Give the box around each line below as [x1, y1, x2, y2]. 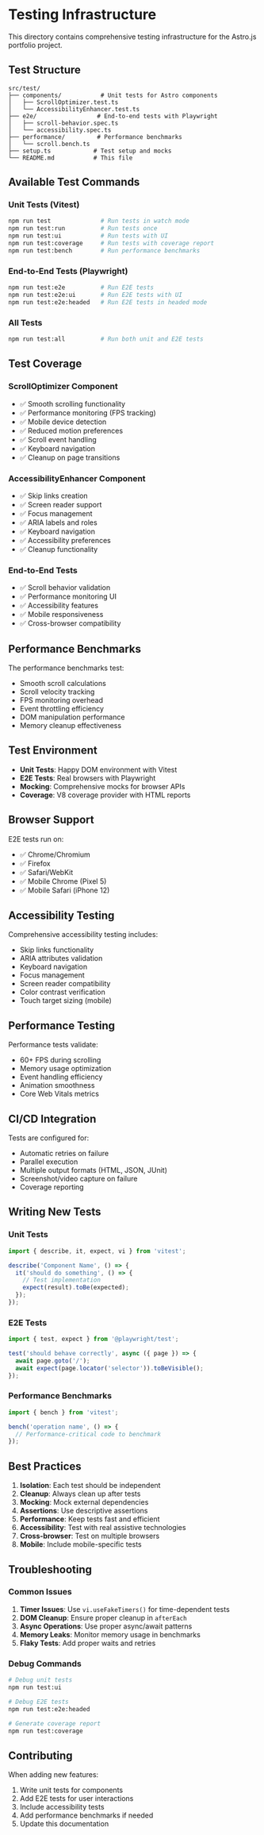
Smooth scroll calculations [19, 679, 107, 688]
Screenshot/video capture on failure [19, 1174, 138, 1184]
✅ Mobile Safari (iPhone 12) [19, 885, 110, 895]
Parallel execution [19, 1157, 78, 1166]
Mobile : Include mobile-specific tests [19, 1540, 142, 1549]
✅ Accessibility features [19, 601, 99, 611]
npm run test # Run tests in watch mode [8, 217, 190, 226]
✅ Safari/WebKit [19, 867, 74, 877]
